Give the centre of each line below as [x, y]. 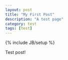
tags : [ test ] [19, 28]
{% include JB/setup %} [30, 42]
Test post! [15, 52]
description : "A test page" [34, 19]
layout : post [19, 10]
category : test [21, 24]
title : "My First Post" [30, 14]
